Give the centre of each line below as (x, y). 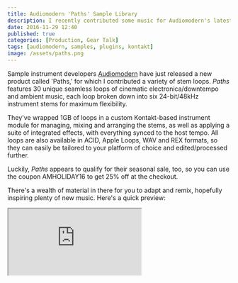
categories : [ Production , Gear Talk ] (63, 40)
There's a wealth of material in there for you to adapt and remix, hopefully (115, 190)
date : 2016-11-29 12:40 (42, 27)
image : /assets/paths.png (45, 54)
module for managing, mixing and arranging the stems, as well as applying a (119, 125)
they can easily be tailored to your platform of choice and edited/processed (118, 148)
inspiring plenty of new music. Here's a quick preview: (86, 198)
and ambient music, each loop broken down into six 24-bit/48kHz (103, 96)
